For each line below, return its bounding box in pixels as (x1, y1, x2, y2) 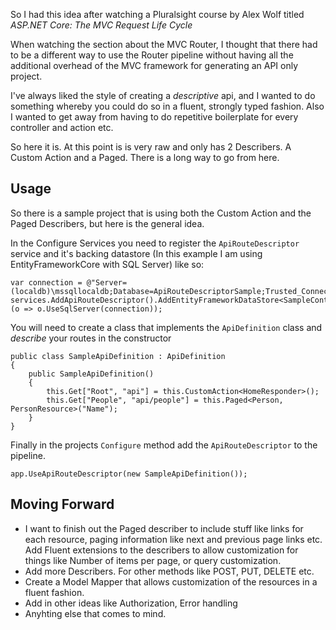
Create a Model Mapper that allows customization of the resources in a (24, 575, 318, 588)
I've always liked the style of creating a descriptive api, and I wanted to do (10, 90, 316, 101)
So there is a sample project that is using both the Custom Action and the (10, 207, 312, 219)
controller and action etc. (10, 122, 114, 133)
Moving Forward (10, 496, 115, 513)
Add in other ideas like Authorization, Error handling (24, 597, 238, 609)
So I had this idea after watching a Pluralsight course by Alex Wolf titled (10, 9, 305, 20)
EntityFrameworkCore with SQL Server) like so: (10, 258, 205, 270)
